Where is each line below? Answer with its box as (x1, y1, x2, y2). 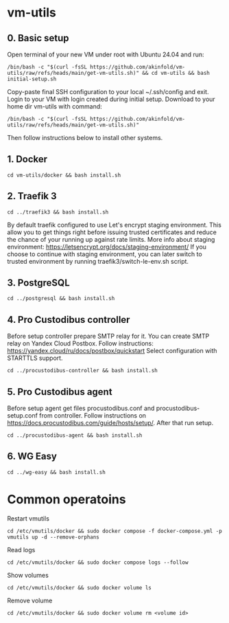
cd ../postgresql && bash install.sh (7, 295, 115, 302)
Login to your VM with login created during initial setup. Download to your (7, 95, 216, 103)
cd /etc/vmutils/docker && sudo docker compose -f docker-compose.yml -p (7, 528, 223, 534)
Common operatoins (7, 492, 126, 508)
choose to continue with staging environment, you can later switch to (7, 249, 202, 258)
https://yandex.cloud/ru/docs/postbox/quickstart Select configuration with (7, 347, 217, 355)
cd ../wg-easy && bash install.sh (7, 468, 106, 475)
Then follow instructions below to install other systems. (7, 134, 163, 141)
